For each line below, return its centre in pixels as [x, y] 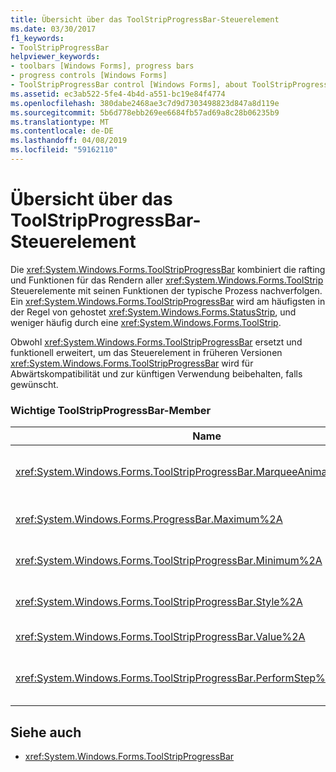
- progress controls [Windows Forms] [89, 76]
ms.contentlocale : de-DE [62, 131]
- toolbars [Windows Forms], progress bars [102, 66]
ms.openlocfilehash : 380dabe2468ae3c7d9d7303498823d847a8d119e [145, 103]
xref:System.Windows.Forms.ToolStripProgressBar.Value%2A [160, 637]
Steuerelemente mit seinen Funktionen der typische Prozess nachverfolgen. [166, 290]
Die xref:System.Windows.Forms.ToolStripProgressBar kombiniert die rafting [168, 269]
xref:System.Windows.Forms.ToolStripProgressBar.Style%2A [159, 602]
